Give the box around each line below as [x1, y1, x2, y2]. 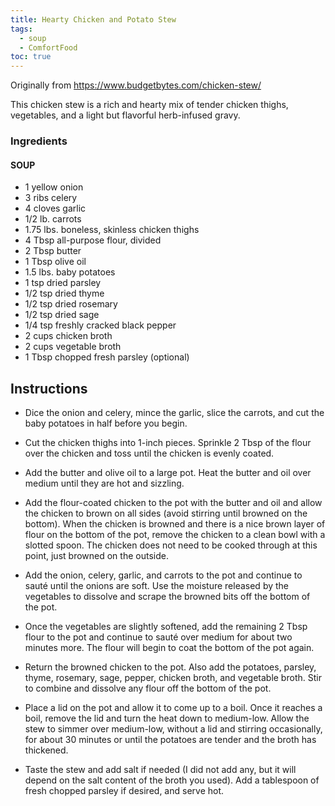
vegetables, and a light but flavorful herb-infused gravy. [10, 109, 241, 121]
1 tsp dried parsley [24, 277, 102, 289]
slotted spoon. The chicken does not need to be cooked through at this [24, 539, 318, 551]
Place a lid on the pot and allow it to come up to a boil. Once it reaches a [24, 702, 323, 714]
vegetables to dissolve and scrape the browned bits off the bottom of [24, 591, 311, 603]
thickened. [24, 744, 69, 756]
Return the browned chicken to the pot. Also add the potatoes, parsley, [24, 661, 317, 673]
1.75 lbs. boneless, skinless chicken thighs [24, 224, 200, 236]
